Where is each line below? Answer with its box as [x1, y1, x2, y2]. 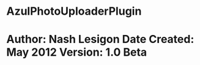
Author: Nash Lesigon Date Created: [6, 32, 194, 47]
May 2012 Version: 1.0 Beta [6, 45, 147, 59]
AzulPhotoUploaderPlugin [6, 4, 142, 18]
